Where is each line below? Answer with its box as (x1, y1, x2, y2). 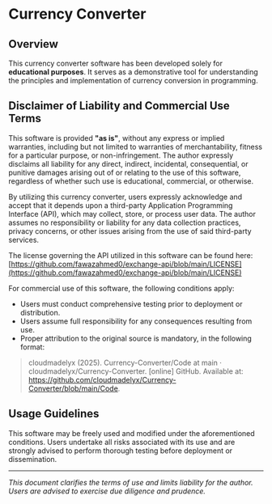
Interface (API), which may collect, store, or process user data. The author (8, 209, 257, 218)
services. (8, 235, 39, 244)
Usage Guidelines (8, 407, 100, 421)
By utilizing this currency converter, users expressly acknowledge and (8, 192, 243, 201)
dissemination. (8, 454, 57, 464)
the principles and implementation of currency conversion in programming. (8, 76, 258, 85)
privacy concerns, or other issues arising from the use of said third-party (8, 226, 253, 235)
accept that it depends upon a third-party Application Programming (8, 200, 233, 210)
